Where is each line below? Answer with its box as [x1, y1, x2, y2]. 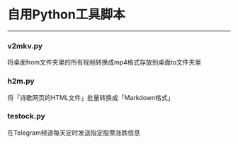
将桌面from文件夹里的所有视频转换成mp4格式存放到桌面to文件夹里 [7, 58, 202, 67]
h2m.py [7, 76, 35, 86]
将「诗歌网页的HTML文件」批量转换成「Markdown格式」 [7, 93, 174, 101]
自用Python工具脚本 [7, 6, 125, 23]
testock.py [7, 111, 46, 121]
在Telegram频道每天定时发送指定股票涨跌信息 [7, 128, 140, 137]
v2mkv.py [7, 40, 43, 50]
